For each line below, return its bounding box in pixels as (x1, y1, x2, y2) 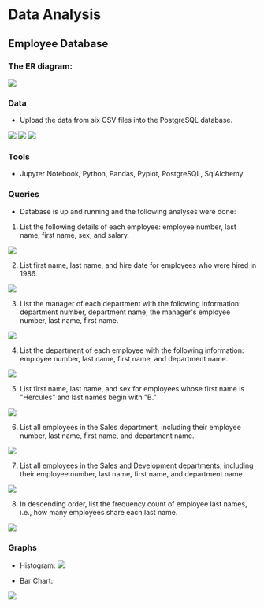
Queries (8, 189, 39, 200)
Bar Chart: (19, 576, 54, 586)
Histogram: (19, 561, 56, 570)
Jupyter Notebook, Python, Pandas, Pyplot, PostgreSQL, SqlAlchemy (19, 169, 244, 179)
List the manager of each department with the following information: (19, 298, 242, 308)
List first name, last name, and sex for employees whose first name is (19, 384, 245, 393)
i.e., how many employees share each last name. (19, 507, 178, 517)
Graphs (8, 542, 37, 553)
